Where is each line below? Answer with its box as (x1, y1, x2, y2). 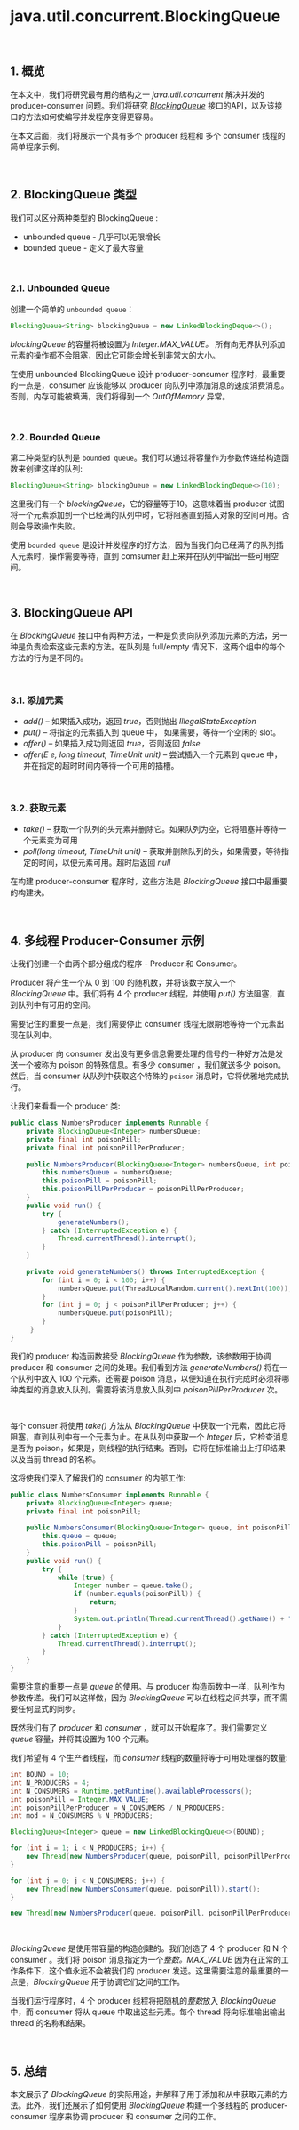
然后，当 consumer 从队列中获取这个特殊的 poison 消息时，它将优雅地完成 (10, 1070, 282, 1082)
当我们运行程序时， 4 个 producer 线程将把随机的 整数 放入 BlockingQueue (10, 1996, 277, 2006)
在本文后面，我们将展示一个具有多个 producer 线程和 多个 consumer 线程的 (10, 130, 287, 141)
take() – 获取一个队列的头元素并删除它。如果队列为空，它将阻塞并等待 (22, 824, 279, 835)
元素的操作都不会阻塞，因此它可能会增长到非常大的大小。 (10, 350, 220, 360)
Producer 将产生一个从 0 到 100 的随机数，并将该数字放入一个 (10, 977, 236, 988)
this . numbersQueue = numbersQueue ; (42, 1168, 174, 1177)
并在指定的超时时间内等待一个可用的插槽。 (22, 761, 179, 771)
